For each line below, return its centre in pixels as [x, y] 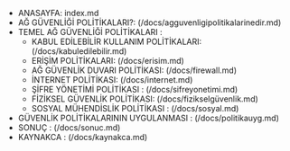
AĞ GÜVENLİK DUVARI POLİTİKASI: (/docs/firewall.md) [134, 70]
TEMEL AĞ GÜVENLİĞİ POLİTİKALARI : [90, 32]
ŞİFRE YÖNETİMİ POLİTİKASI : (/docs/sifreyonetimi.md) [135, 89]
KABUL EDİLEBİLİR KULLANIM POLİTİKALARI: [117, 41]
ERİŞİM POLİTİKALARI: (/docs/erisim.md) [108, 61]
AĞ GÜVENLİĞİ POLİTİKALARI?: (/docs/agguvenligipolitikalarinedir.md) [150, 22]
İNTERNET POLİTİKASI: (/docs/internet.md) [112, 80]
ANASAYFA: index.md [58, 13]
